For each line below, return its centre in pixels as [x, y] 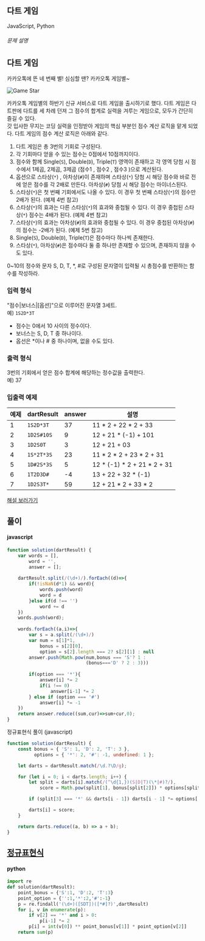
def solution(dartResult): [41, 887]
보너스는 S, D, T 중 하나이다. [49, 333]
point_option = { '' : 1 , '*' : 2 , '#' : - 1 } [64, 898]
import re [19, 881]
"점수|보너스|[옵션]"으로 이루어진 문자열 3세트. [62, 305]
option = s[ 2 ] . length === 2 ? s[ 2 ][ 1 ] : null [97, 652]
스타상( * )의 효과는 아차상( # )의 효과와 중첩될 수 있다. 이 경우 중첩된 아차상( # [104, 222]
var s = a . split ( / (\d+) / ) [62, 635]
